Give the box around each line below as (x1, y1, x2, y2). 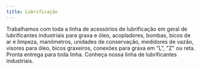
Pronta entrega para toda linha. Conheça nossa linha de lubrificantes (6, 50, 177, 58)
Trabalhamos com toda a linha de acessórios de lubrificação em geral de (6, 25, 188, 32)
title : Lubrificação (6, 8, 59, 15)
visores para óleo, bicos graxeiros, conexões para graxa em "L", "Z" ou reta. (6, 44, 196, 52)
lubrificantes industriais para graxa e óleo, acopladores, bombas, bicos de (6, 31, 191, 39)
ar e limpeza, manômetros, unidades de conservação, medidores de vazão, (6, 38, 194, 45)
